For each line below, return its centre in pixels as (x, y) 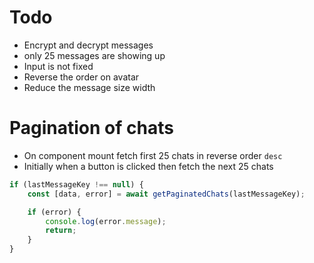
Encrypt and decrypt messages (88, 45)
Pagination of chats (91, 128)
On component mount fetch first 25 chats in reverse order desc (153, 155)
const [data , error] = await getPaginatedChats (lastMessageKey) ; (166, 194)
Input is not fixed (58, 66)
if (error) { (54, 212)
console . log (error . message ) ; (106, 221)
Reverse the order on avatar (81, 77)
